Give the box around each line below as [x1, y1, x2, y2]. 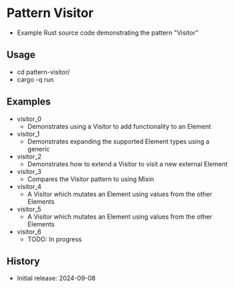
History [6, 255, 40, 267]
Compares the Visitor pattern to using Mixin [27, 175, 155, 183]
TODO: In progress [27, 235, 83, 243]
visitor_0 [16, 115, 42, 123]
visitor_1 [16, 129, 40, 138]
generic [27, 144, 50, 153]
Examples [6, 96, 51, 108]
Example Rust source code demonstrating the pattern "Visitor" [16, 28, 199, 37]
